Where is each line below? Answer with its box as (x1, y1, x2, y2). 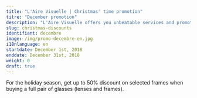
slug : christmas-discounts (6, 25, 72, 31)
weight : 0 (6, 58, 30, 63)
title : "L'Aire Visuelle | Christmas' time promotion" (6, 8, 143, 15)
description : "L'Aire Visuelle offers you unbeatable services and (6, 19, 175, 25)
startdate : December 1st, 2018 (6, 47, 83, 53)
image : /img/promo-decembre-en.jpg (6, 36, 93, 42)
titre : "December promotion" (6, 14, 77, 20)
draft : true (6, 63, 35, 69)
